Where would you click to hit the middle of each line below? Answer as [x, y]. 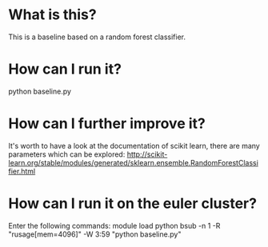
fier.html [22, 171]
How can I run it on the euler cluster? [133, 203]
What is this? [53, 15]
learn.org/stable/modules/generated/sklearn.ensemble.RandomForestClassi [133, 162]
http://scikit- [147, 154]
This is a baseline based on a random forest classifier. [97, 37]
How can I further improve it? [107, 124]
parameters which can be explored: [67, 154]
